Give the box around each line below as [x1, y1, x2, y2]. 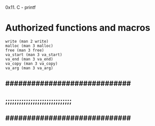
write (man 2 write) [5, 39, 49, 44]
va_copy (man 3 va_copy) [5, 61, 58, 66]
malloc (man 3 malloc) [5, 43, 53, 48]
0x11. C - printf [5, 5, 36, 10]
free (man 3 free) [5, 48, 44, 53]
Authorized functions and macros [5, 22, 150, 34]
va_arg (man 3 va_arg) [5, 66, 53, 71]
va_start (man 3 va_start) [5, 52, 63, 57]
